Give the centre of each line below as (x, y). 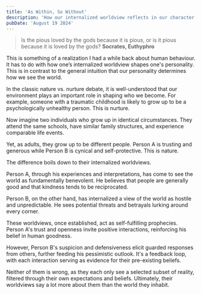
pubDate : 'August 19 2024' (40, 23)
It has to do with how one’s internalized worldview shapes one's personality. (100, 64)
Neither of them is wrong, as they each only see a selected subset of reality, (100, 272)
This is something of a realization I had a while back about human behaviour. (101, 58)
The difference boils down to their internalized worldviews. (79, 163)
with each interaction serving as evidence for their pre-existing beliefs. (94, 260)
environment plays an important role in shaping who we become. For (91, 95)
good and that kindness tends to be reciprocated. (67, 187)
